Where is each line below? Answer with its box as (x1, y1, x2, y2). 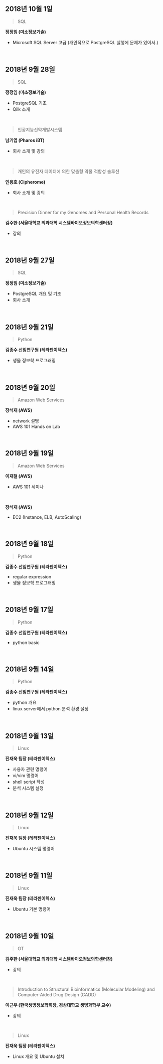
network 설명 (12, 418, 39, 424)
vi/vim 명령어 (12, 773, 39, 779)
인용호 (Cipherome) (5, 179, 46, 185)
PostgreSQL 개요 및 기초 (12, 290, 62, 297)
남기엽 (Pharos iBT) (5, 137, 45, 143)
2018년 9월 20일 (5, 383, 56, 392)
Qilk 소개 (12, 106, 30, 112)
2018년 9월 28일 (5, 65, 55, 74)
